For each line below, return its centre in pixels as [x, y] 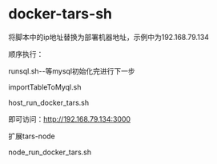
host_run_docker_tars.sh [49, 102]
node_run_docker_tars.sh [50, 152]
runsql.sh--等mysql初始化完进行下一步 [72, 71]
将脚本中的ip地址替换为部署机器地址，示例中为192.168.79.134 [109, 37]
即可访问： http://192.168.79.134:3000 [69, 119]
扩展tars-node [32, 136]
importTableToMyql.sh [45, 87]
